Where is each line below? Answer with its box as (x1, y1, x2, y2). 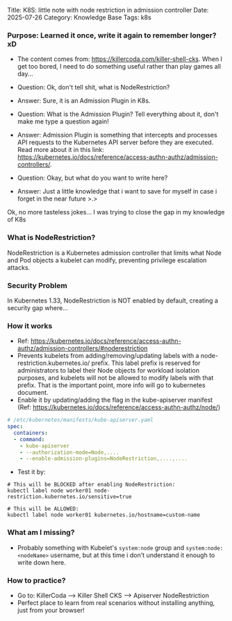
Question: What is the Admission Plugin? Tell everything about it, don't (17, 110, 219, 119)
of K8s (7, 215, 26, 224)
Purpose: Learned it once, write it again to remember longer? (7, 31, 217, 40)
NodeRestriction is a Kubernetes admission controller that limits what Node (7, 248, 222, 257)
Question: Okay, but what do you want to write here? (17, 173, 168, 182)
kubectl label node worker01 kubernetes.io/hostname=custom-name (7, 511, 200, 519)
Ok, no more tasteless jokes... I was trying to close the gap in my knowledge (7, 208, 225, 216)
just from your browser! (17, 606, 85, 614)
